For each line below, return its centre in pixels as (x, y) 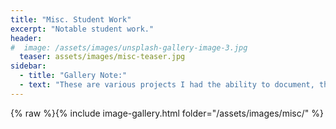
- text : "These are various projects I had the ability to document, (167, 85)
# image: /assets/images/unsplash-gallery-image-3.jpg (129, 47)
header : (26, 38)
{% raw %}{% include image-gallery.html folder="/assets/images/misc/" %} (167, 113)
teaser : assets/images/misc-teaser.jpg (102, 57)
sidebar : (28, 66)
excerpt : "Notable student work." (82, 29)
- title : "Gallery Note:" (73, 76)
